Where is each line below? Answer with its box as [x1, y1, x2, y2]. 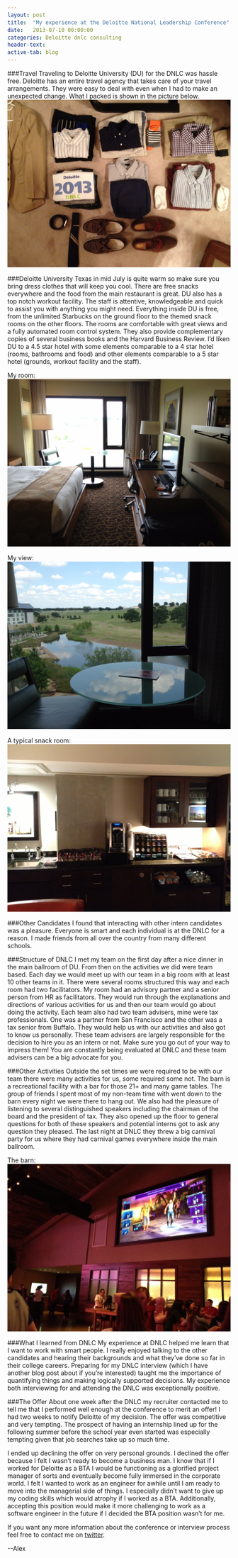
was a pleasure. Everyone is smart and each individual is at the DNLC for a [7, 926, 225, 935]
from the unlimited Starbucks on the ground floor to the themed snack [7, 312, 212, 321]
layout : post [7, 11, 46, 18]
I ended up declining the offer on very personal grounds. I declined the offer [7, 1449, 229, 1457]
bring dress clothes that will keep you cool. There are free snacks [7, 282, 198, 290]
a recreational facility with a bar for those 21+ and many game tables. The [7, 1082, 222, 1090]
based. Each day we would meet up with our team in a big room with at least [7, 970, 230, 979]
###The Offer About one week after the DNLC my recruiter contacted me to [7, 1398, 228, 1406]
